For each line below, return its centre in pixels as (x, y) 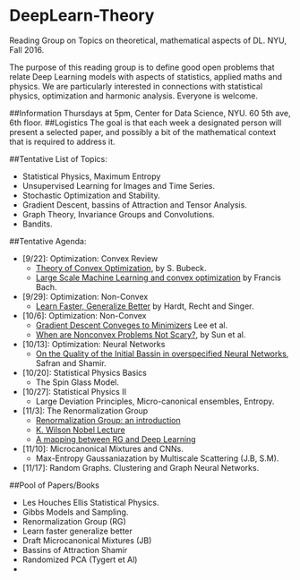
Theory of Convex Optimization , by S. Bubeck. (121, 268)
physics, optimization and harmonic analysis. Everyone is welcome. (133, 96)
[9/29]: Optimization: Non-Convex (85, 296)
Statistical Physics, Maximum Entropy (91, 176)
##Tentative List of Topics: (58, 158)
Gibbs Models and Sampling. (75, 512)
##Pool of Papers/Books (55, 485)
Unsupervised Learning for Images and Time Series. (119, 185)
